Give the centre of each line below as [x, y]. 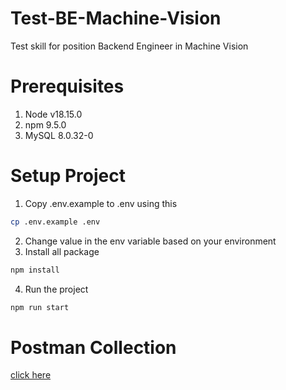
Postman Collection [93, 347]
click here [31, 375]
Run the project [56, 289]
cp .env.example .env [55, 222]
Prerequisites [67, 86]
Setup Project [68, 176]
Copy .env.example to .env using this [101, 203]
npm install [35, 270]
